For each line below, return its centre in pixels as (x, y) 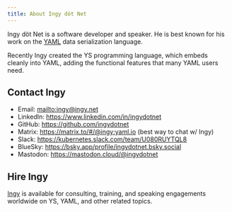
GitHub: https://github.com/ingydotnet (73, 124)
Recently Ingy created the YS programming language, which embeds (108, 55)
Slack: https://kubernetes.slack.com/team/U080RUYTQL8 (102, 139)
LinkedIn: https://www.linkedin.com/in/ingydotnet (89, 117)
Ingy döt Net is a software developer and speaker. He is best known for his (116, 34)
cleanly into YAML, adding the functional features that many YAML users (113, 63)
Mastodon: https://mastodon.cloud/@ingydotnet (88, 154)
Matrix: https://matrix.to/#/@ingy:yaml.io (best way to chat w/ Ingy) (116, 132)
